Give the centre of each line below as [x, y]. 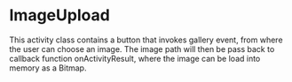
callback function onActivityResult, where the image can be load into [135, 58]
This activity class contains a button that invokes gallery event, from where [146, 40]
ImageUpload [60, 15]
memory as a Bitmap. [48, 68]
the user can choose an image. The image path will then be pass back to [142, 48]
